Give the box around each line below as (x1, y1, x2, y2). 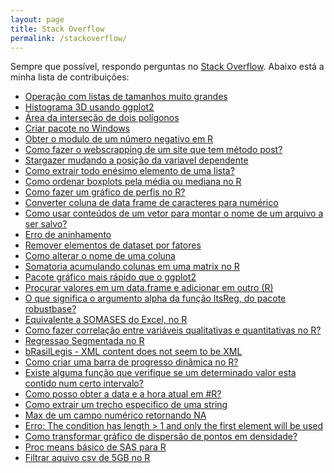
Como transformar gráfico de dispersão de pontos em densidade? (24, 431, 298, 443)
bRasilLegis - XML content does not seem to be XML (24, 346, 243, 358)
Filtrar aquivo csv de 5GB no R (24, 452, 151, 464)
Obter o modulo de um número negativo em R (24, 133, 214, 145)
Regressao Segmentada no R (24, 335, 145, 347)
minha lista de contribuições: (10, 71, 130, 83)
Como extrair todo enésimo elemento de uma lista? (24, 165, 235, 177)
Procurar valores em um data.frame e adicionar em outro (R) (24, 282, 274, 294)
